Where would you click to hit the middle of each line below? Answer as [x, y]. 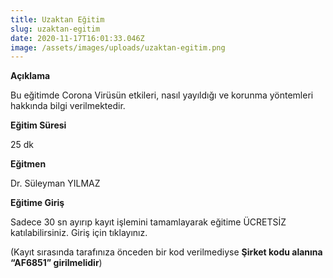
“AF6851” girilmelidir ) [56, 263]
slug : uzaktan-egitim [55, 29]
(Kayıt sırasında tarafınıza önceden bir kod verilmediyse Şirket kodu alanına [166, 252]
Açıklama [30, 76]
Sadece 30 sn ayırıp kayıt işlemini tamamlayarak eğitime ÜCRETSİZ [148, 222]
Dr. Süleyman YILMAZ [55, 183]
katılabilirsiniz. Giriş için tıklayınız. [79, 233]
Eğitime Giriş [37, 203]
